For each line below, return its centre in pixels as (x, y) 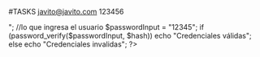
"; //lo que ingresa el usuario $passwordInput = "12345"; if (106, 27)
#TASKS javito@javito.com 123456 (66, 12)
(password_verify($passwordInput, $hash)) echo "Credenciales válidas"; (130, 36)
